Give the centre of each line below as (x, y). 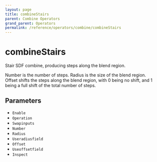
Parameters (23, 101)
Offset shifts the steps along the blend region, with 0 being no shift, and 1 (79, 80)
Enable (19, 113)
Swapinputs (23, 123)
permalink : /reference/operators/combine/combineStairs (63, 28)
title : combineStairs (27, 14)
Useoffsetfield (28, 149)
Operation (22, 118)
